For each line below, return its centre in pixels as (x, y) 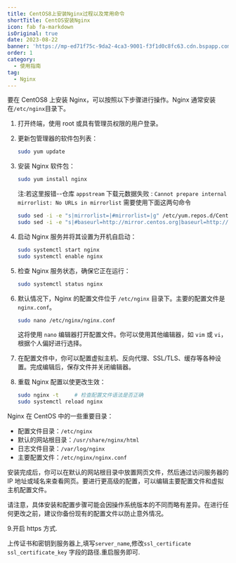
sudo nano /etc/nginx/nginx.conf (66, 320)
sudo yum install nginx (52, 180)
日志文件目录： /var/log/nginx (61, 449)
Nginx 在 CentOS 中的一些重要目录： (60, 416)
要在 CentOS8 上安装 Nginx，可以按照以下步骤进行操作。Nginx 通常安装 (112, 100)
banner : (19, 46)
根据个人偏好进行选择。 (51, 343)
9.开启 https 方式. (32, 529)
